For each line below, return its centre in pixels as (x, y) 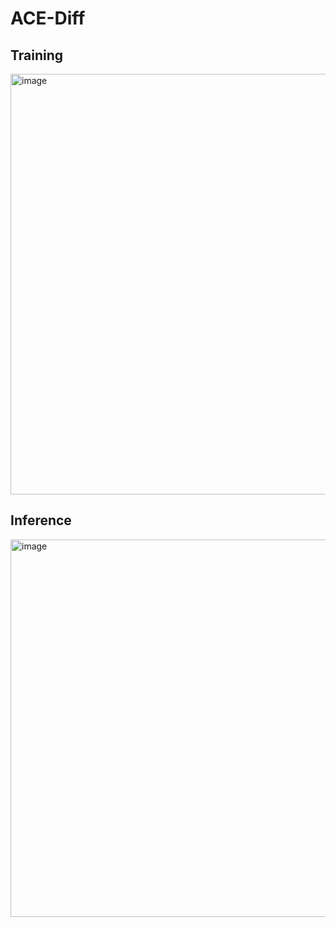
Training (37, 55)
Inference (41, 520)
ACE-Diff (48, 18)
